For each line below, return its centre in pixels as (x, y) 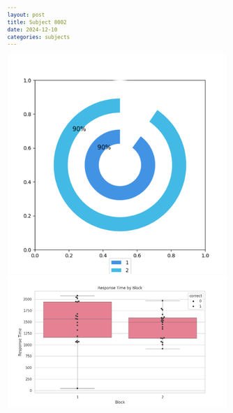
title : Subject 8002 (37, 22)
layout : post (26, 15)
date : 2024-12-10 (32, 29)
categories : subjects (39, 37)
